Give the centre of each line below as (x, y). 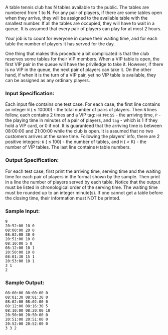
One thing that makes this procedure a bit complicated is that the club (77, 53)
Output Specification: (32, 160)
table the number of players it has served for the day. (60, 44)
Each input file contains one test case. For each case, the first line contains (83, 104)
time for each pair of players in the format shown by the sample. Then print (83, 176)
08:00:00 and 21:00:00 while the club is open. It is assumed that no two (79, 131)
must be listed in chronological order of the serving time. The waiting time (81, 187)
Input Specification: (30, 93)
